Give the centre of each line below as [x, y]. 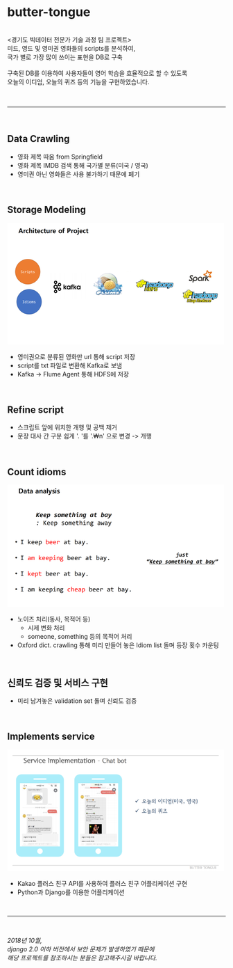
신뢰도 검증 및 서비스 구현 [58, 683]
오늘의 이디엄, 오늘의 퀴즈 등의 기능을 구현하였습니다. [78, 81]
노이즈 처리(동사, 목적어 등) [54, 619]
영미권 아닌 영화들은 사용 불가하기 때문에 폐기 [78, 174]
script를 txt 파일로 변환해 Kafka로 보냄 [70, 365]
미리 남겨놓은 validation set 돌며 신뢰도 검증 [77, 701]
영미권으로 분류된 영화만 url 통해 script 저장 [76, 356]
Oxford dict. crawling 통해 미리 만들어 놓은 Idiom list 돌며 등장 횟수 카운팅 [118, 645]
